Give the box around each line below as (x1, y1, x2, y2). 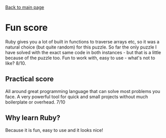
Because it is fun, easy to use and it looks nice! (5, 127, 103, 133)
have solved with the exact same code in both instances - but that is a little (5, 49, 161, 55)
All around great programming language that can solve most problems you (5, 88, 160, 94)
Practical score (5, 75, 54, 83)
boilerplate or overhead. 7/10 (5, 99, 66, 105)
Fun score (5, 22, 48, 33)
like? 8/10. (5, 60, 26, 66)
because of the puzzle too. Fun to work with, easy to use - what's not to (5, 55, 155, 61)
